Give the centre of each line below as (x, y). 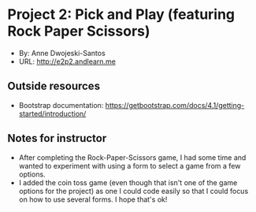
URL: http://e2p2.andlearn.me (67, 61)
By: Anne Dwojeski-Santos (62, 53)
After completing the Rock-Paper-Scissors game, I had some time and (132, 157)
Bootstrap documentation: (61, 105)
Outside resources (54, 86)
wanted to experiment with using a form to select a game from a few (130, 166)
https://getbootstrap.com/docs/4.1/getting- (175, 105)
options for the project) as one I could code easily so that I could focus (134, 191)
